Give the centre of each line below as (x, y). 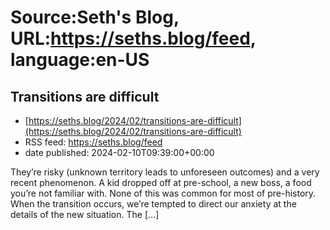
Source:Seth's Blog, (95, 17)
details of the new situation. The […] (85, 214)
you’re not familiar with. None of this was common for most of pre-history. (163, 193)
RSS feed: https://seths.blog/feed (93, 142)
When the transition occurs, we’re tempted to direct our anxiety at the (153, 204)
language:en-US (80, 60)
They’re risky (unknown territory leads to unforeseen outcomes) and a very (165, 172)
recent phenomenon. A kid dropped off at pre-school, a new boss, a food (161, 182)
